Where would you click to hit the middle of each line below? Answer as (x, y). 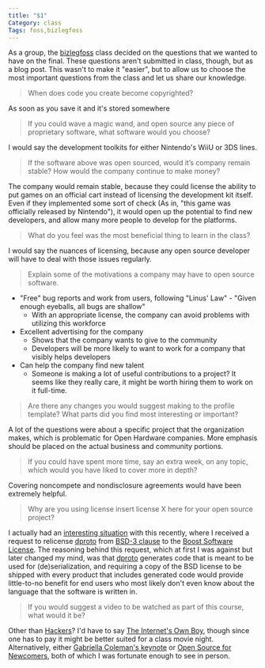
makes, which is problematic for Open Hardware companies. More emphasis (133, 438)
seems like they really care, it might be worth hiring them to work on (142, 382)
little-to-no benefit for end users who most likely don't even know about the (131, 583)
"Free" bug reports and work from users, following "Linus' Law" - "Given (138, 298)
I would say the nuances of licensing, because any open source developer (129, 251)
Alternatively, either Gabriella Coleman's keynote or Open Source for (120, 647)
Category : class (35, 23)
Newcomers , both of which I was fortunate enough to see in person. (119, 656)
